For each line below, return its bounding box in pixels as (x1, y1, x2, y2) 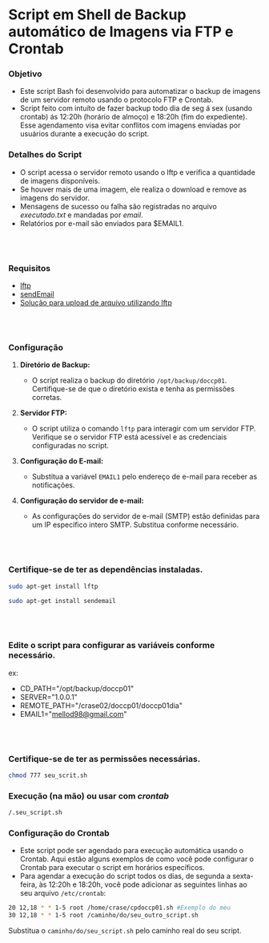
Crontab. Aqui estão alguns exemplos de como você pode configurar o (19, 854, 255, 864)
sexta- (231, 872, 254, 881)
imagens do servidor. (19, 192, 90, 202)
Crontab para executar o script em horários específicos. (19, 863, 206, 872)
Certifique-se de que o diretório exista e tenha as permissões (31, 384, 235, 394)
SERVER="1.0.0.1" (19, 692, 78, 702)
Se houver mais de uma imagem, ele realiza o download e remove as (19, 184, 247, 194)
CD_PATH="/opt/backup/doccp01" (19, 683, 134, 693)
